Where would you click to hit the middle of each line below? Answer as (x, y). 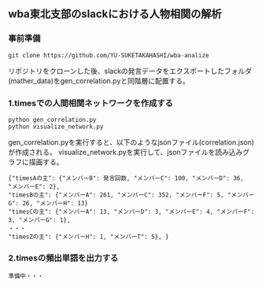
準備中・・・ (26, 276)
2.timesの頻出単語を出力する (63, 258)
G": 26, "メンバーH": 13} (48, 203)
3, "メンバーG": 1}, (39, 220)
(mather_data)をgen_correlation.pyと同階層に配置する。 (99, 80)
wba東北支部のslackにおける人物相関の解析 (115, 14)
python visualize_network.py (56, 127)
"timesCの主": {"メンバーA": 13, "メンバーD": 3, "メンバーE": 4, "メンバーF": (131, 212)
